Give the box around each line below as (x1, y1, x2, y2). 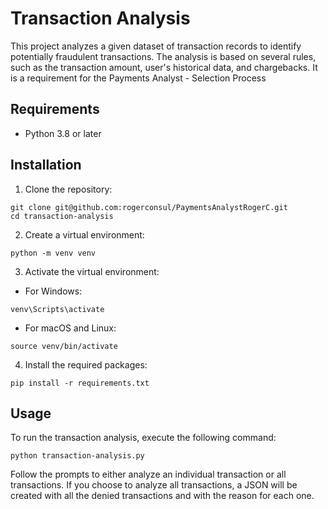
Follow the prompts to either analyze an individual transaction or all (10, 468, 287, 481)
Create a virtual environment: (24, 228, 145, 241)
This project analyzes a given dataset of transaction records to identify (10, 40, 302, 52)
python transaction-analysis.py (10, 451, 145, 461)
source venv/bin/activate (10, 341, 118, 351)
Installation (10, 157, 82, 174)
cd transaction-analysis (10, 211, 114, 221)
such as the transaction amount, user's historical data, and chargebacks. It (10, 61, 318, 73)
